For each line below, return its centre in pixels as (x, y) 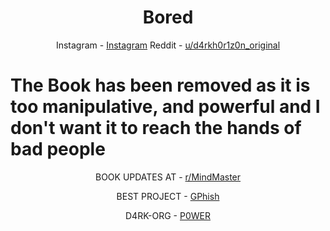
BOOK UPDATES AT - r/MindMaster (168, 177)
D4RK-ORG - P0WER (168, 215)
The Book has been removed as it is (160, 85)
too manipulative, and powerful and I (165, 107)
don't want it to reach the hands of (156, 128)
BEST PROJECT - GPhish (168, 196)
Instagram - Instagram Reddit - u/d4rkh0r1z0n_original (168, 45)
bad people (58, 149)
